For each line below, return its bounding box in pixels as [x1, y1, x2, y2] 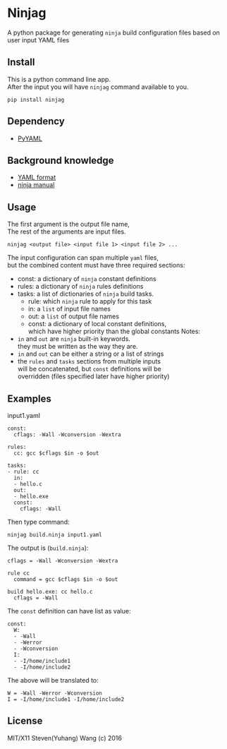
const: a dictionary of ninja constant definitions [17, 275, 157, 283]
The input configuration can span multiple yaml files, [7, 253, 159, 262]
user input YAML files [7, 35, 70, 44]
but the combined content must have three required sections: [7, 261, 185, 270]
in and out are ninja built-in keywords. [17, 335, 130, 343]
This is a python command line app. [7, 75, 111, 83]
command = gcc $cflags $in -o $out [13, 576, 118, 583]
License [7, 715, 43, 727]
